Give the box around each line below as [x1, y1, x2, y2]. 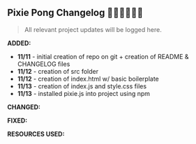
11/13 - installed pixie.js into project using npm [17, 89, 151, 97]
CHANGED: [7, 102, 40, 111]
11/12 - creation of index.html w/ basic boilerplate [17, 74, 159, 83]
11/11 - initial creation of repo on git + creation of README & [17, 52, 190, 61]
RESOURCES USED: [7, 129, 65, 138]
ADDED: [7, 39, 31, 47]
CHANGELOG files [17, 60, 70, 68]
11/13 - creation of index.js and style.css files [17, 81, 147, 90]
